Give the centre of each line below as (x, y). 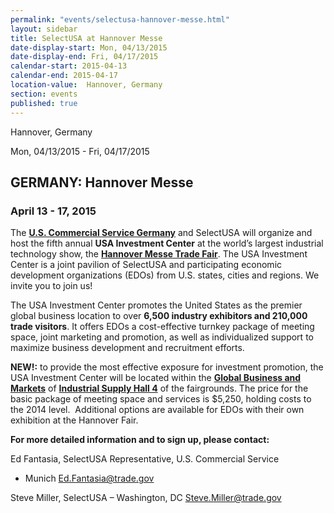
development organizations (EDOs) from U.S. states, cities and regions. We (165, 275)
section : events (44, 94)
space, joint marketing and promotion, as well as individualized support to (162, 337)
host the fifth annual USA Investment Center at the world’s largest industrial (167, 243)
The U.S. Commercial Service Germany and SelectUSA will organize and (161, 233)
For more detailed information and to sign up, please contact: (140, 440)
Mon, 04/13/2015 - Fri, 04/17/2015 (80, 151)
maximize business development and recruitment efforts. (127, 348)
